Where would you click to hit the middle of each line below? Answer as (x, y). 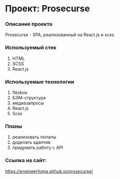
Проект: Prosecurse (47, 9)
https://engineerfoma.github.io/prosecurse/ (49, 171)
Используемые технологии (40, 82)
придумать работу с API (38, 148)
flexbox (20, 92)
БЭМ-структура (29, 98)
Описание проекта (29, 24)
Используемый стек (31, 47)
